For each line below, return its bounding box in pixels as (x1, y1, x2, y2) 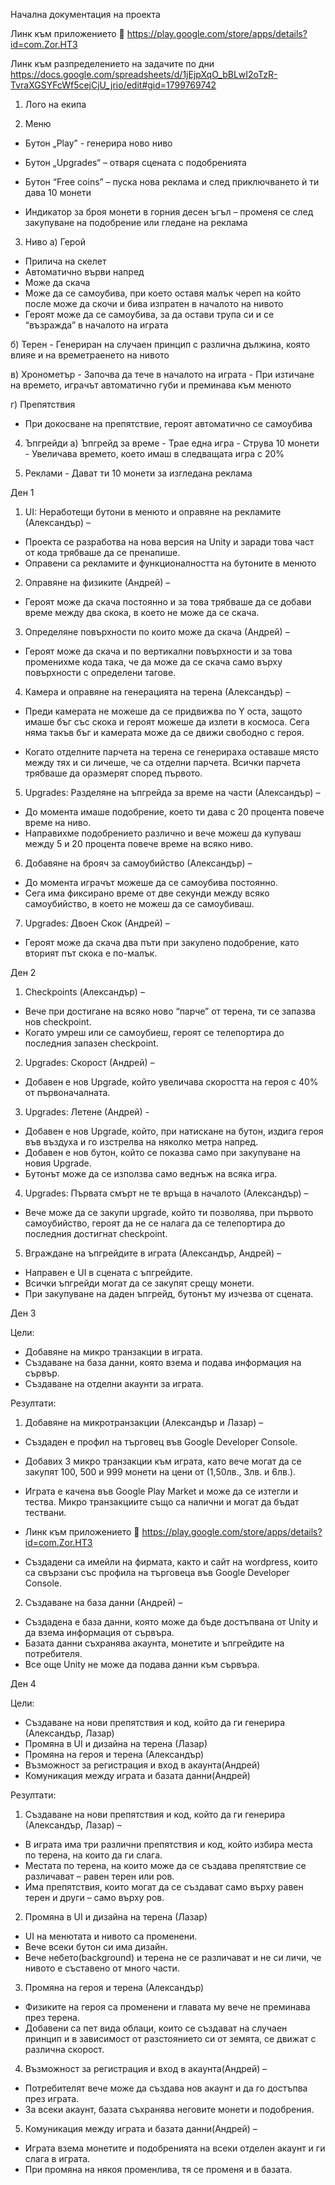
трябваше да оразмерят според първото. (24, 767, 203, 779)
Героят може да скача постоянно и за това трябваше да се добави (24, 596, 312, 608)
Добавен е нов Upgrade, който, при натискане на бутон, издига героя (24, 1125, 324, 1137)
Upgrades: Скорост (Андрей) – (24, 1057, 155, 1068)
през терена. (24, 2012, 80, 2023)
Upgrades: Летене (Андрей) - (24, 1106, 150, 1118)
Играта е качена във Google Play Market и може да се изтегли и (24, 1485, 299, 1497)
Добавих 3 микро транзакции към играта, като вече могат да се (24, 1455, 302, 1467)
